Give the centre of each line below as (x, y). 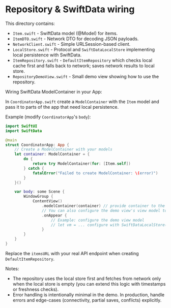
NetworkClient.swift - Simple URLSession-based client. (72, 44)
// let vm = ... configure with (85, 225)
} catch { (34, 168)
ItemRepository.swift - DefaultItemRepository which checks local (82, 60)
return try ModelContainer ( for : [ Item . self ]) (81, 164)
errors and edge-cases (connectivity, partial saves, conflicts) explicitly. (87, 300)
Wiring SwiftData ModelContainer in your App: (54, 91)
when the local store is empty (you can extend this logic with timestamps (89, 284)
